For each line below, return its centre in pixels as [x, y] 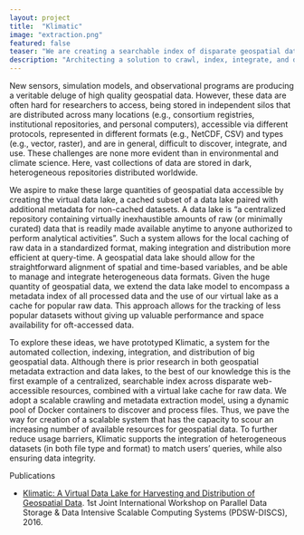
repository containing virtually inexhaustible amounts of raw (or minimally [146, 219]
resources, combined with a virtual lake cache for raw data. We [169, 390]
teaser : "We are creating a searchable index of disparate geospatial [145, 52]
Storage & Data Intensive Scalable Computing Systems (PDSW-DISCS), [155, 512]
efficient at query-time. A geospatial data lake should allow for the [132, 258]
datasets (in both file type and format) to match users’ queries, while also [146, 448]
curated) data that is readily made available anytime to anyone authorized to [151, 229]
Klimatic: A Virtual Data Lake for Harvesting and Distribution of [138, 493]
